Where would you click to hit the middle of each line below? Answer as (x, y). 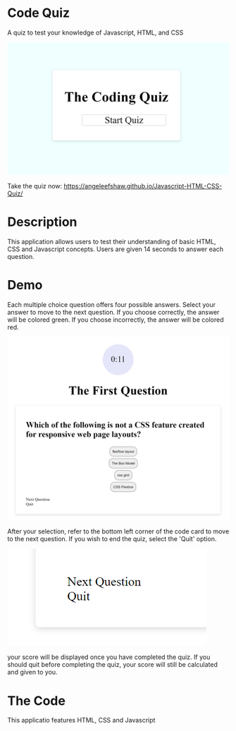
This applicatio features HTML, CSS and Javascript (81, 720)
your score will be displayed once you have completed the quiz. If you (109, 657)
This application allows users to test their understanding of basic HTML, (112, 242)
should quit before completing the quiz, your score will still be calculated (113, 665)
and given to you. (32, 672)
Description (42, 222)
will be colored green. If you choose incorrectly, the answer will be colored (116, 320)
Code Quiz (39, 13)
